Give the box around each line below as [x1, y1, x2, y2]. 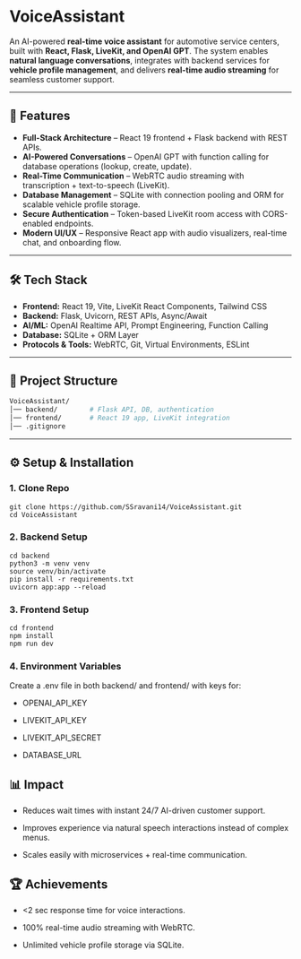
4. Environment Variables [9, 661, 122, 673]
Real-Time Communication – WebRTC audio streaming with [21, 170, 245, 181]
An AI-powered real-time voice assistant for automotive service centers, [9, 36, 279, 47]
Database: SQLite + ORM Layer [21, 329, 139, 340]
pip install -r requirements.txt [9, 575, 134, 583]
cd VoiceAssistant [9, 510, 78, 519]
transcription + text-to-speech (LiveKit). [21, 179, 170, 190]
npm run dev [9, 639, 54, 649]
